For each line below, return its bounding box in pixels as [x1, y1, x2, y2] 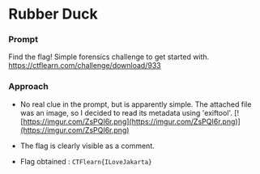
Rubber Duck [8, 5, 99, 23]
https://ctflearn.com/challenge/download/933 [8, 61, 161, 70]
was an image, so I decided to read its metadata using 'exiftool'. [19, 108, 233, 117]
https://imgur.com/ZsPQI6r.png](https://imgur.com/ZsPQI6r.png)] [23, 117, 241, 126]
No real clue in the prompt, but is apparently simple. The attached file [19, 99, 252, 109]
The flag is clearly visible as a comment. [19, 141, 156, 151]
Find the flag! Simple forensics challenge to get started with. [8, 52, 210, 62]
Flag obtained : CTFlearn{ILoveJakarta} [19, 156, 152, 166]
